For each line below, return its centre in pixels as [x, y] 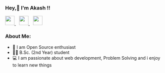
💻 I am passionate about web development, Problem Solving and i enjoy [86, 58]
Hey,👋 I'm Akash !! [28, 8]
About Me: [18, 36]
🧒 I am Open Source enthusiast [44, 47]
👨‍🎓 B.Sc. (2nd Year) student [41, 52]
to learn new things [32, 65]
